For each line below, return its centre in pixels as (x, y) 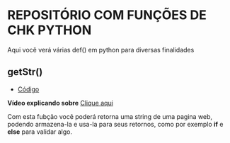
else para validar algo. (40, 132)
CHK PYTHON (50, 30)
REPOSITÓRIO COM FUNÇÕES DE (107, 15)
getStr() (25, 72)
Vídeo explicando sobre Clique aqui (60, 103)
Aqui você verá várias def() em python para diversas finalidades (101, 50)
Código (28, 89)
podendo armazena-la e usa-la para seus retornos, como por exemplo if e (115, 124)
